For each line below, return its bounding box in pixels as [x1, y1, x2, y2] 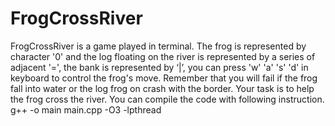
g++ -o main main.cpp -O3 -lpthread [10, 103, 162, 116]
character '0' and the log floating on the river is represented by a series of [10, 50, 316, 62]
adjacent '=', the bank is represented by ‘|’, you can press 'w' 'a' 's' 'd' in [10, 61, 309, 73]
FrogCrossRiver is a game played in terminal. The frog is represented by [10, 40, 307, 52]
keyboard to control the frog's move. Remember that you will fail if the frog [10, 72, 318, 84]
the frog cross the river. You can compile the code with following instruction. [10, 93, 325, 105]
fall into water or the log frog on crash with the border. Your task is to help [10, 82, 315, 94]
